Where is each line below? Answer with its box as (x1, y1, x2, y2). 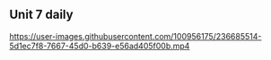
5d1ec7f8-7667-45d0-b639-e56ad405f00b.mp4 (9, 40, 190, 51)
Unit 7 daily (9, 7, 74, 22)
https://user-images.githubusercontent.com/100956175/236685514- (9, 30, 262, 41)
